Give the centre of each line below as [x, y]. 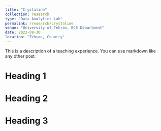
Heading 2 [27, 98]
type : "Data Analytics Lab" [34, 19]
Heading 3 [27, 121]
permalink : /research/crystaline [39, 23]
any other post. [20, 56]
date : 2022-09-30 [23, 32]
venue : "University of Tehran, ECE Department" [55, 28]
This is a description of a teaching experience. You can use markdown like [80, 51]
